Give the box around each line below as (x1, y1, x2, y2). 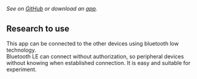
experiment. (6, 66, 37, 73)
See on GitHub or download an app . (6, 5, 98, 12)
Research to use (6, 24, 69, 34)
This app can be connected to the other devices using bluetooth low (6, 39, 179, 47)
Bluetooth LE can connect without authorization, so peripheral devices (6, 52, 184, 60)
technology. (6, 46, 37, 53)
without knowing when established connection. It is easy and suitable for (6, 59, 191, 66)
